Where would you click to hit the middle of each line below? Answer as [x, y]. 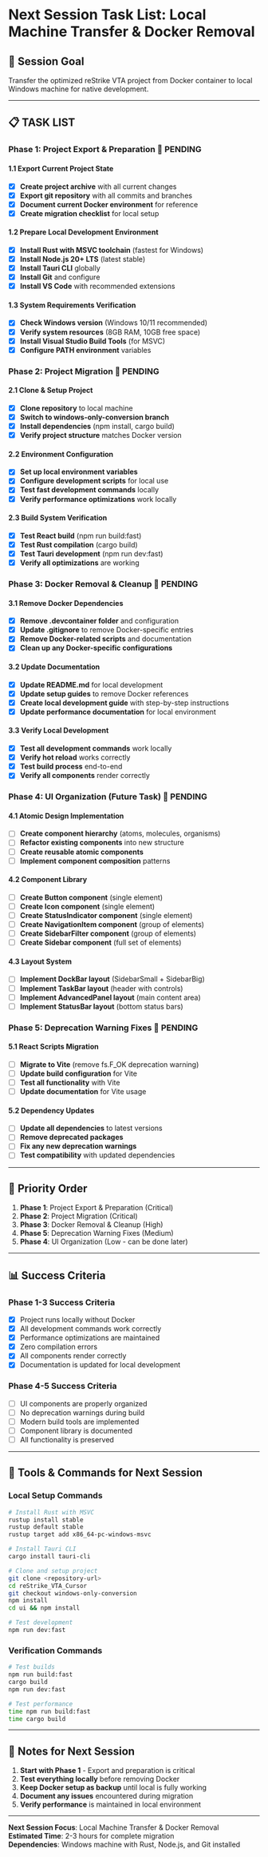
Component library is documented [76, 1430]
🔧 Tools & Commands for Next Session [106, 1473]
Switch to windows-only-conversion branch [95, 417]
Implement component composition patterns [95, 860]
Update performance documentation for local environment [118, 712]
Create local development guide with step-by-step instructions [124, 703]
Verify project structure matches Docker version [100, 435]
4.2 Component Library [48, 880]
